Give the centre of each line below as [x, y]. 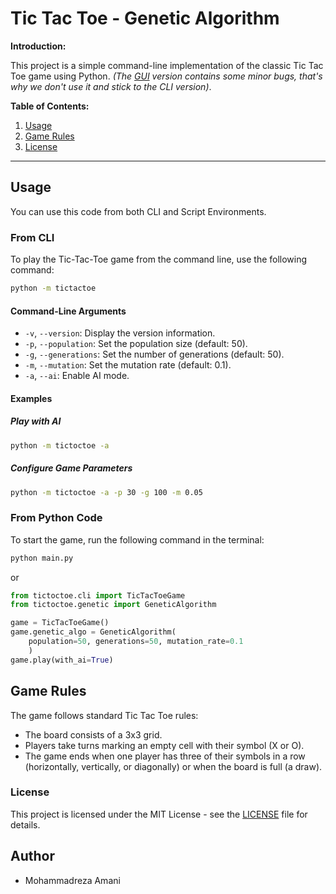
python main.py [42, 558]
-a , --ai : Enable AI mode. [77, 376]
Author [32, 856]
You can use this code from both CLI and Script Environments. [138, 211]
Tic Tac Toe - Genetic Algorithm [145, 18]
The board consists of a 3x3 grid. [93, 734]
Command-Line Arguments [68, 311]
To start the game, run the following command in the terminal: [137, 539]
